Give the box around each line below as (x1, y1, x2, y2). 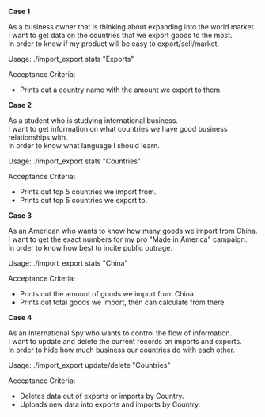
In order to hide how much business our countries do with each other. (8, 345, 236, 354)
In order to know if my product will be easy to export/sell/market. (8, 39, 220, 48)
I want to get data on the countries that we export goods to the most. (8, 31, 233, 40)
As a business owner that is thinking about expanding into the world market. (8, 22, 256, 31)
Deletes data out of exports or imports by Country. (19, 392, 184, 400)
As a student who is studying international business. (8, 116, 178, 125)
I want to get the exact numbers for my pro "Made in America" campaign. (8, 235, 248, 244)
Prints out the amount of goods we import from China (19, 289, 194, 298)
